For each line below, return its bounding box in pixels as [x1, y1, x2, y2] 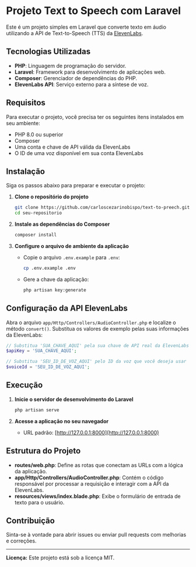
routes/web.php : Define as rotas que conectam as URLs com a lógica [14, 461, 184, 469]
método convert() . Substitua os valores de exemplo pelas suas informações [6, 325, 190, 332]
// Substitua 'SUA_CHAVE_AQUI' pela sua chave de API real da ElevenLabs [6, 342, 190, 349]
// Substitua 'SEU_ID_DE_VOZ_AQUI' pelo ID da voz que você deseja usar [6, 359, 187, 365]
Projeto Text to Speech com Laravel [6, 4, 181, 18]
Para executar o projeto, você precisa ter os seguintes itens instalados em [6, 113, 184, 121]
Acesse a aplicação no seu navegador [14, 417, 109, 425]
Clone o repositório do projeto [14, 193, 89, 200]
